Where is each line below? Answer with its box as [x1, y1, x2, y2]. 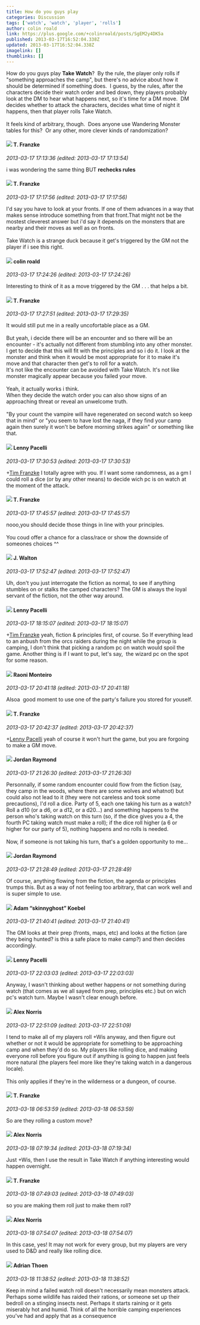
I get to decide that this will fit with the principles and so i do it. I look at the [6, 347, 190, 354]
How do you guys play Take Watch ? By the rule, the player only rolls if [6, 69, 180, 76]
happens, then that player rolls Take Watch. [6, 108, 112, 115]
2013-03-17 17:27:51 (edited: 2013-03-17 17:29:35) [6, 310, 129, 317]
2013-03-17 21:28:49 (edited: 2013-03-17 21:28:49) [6, 866, 132, 873]
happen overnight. [6, 1163, 52, 1170]
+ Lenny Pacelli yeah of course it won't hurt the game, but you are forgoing [6, 735, 189, 743]
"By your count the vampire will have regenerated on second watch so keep [6, 410, 192, 418]
